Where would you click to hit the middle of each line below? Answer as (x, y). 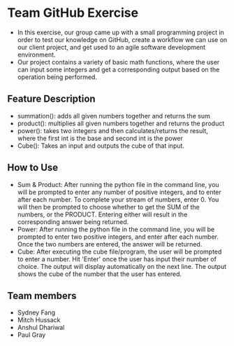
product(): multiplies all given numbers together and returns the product (121, 123)
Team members (42, 296)
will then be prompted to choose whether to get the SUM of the (109, 207)
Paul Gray (31, 335)
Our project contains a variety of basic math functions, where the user (118, 62)
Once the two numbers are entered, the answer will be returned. (110, 244)
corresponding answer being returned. (73, 221)
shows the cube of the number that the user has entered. (100, 274)
